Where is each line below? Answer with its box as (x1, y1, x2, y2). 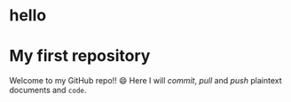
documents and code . (9, 85, 87, 96)
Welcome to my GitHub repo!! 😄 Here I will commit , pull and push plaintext (9, 75, 282, 86)
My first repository (9, 46, 151, 67)
